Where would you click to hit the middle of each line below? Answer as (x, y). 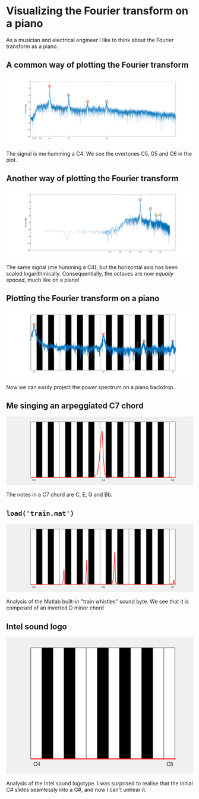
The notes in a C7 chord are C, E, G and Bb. (59, 494)
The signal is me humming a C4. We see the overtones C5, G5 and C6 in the (99, 153)
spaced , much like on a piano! (43, 280)
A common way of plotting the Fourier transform (97, 65)
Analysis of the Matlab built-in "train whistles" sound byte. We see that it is (97, 602)
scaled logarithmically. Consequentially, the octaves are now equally (90, 273)
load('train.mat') (40, 513)
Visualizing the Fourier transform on (97, 11)
